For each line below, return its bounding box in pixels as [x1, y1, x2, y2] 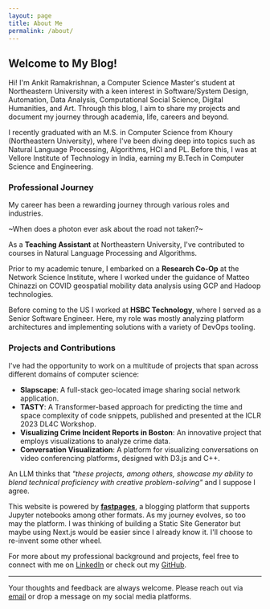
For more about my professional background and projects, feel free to [8, 551, 239, 561]
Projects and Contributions [8, 343, 117, 354]
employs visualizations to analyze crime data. [19, 436, 171, 446]
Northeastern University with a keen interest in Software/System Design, [8, 86, 249, 97]
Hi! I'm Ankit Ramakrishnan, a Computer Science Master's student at [8, 78, 235, 88]
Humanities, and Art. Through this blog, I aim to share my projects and [8, 104, 241, 113]
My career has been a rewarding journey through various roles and [8, 200, 230, 210]
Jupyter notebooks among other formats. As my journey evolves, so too [8, 510, 247, 520]
